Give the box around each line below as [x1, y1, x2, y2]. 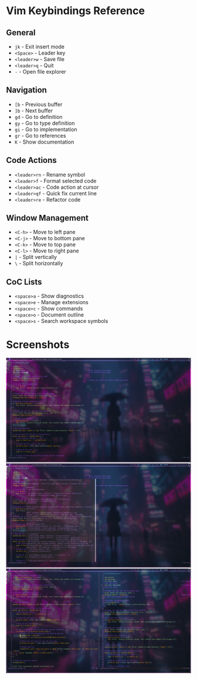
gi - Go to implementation [14, 125, 77, 133]
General [6, 28, 36, 38]
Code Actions [6, 155, 57, 165]
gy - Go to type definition [14, 119, 75, 127]
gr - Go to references [14, 132, 66, 139]
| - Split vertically [14, 254, 57, 261]
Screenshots [6, 338, 70, 351]
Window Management [6, 213, 89, 223]
